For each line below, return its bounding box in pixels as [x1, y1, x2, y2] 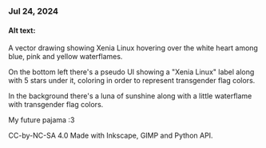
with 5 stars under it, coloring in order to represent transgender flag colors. [8, 76, 256, 86]
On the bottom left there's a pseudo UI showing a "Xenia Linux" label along [8, 67, 255, 77]
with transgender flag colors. [8, 100, 104, 110]
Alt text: [8, 26, 36, 35]
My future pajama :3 [8, 115, 75, 125]
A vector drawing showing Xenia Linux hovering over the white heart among [8, 43, 258, 53]
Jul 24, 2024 [8, 6, 58, 17]
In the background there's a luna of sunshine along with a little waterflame [8, 91, 252, 101]
